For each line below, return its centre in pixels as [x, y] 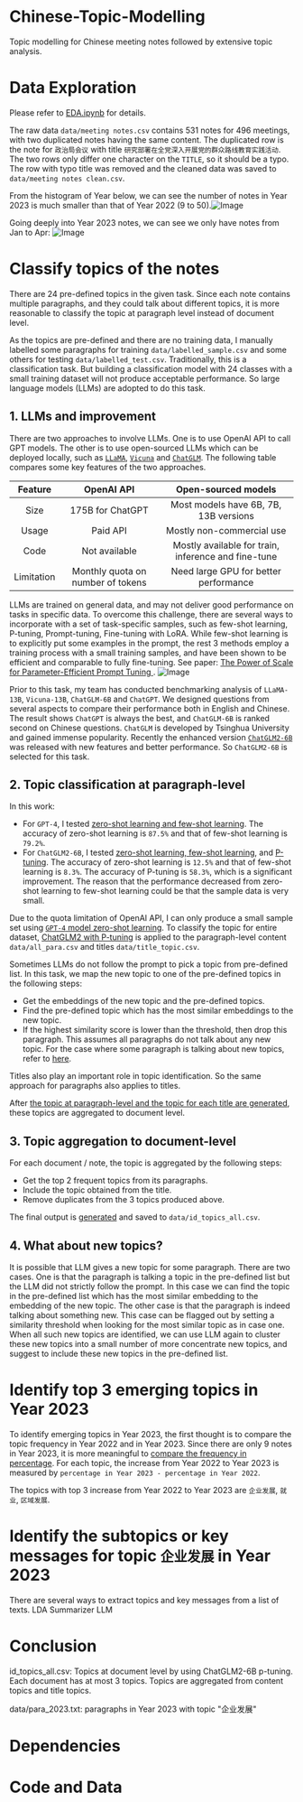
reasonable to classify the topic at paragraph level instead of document [142, 312]
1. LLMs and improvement [83, 417]
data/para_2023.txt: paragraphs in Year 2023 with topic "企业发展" [133, 1709]
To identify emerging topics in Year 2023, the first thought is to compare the [151, 1434]
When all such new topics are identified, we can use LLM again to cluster [145, 1334]
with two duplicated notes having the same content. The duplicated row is [147, 139]
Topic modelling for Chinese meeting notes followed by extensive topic [141, 42]
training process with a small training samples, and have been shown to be [148, 653]
